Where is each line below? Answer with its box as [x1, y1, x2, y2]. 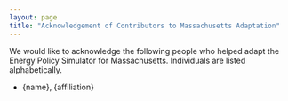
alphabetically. [9, 64, 62, 75]
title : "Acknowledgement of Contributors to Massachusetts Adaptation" [9, 21, 280, 30]
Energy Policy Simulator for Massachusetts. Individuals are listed [9, 55, 246, 66]
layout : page [9, 12, 58, 22]
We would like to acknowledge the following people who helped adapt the [9, 45, 280, 56]
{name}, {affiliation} [21, 82, 95, 92]
